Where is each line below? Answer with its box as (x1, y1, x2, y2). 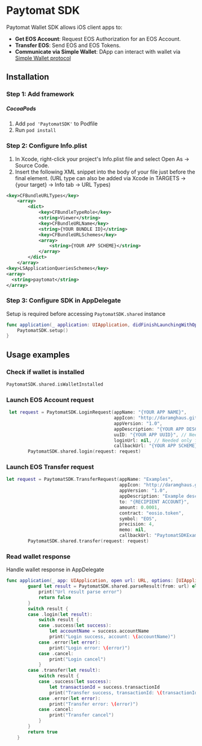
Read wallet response (6, 552, 71, 560)
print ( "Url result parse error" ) (38, 589, 122, 595)
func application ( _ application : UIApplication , (6, 322, 130, 328)
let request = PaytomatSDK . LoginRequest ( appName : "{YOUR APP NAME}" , (8, 409, 187, 416)
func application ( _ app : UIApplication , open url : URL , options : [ (6, 578, 179, 584)
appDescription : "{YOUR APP (114, 426, 185, 432)
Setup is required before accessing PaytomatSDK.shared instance (6, 310, 166, 317)
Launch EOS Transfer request (6, 463, 94, 471)
